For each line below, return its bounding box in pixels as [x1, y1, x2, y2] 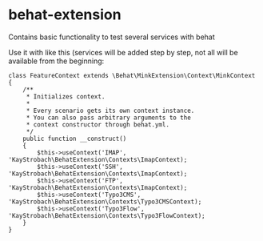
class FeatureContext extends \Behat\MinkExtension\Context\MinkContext [8, 71, 256, 79]
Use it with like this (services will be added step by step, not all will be [8, 47, 238, 57]
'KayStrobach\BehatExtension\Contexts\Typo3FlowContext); [8, 211, 205, 219]
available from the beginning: [8, 56, 105, 66]
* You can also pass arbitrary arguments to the [26, 114, 192, 122]
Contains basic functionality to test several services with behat [8, 32, 216, 42]
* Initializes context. [26, 92, 106, 101]
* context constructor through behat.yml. [26, 120, 170, 129]
